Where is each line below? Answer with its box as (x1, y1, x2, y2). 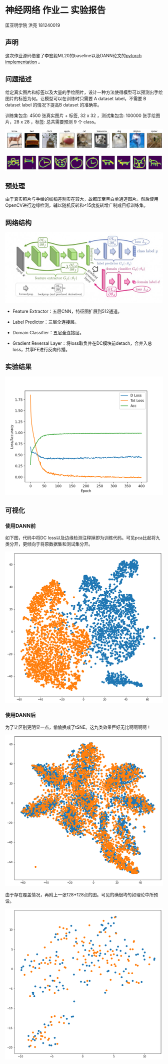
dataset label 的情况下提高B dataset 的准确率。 (5, 101, 102, 108)
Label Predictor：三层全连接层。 (12, 319, 79, 325)
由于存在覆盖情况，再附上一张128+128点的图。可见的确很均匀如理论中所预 (5, 891, 158, 897)
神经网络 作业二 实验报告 (5, 5, 106, 16)
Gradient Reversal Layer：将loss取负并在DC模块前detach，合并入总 (12, 340, 152, 346)
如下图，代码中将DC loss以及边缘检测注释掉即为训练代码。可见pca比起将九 (5, 535, 160, 541)
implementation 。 (5, 59, 43, 65)
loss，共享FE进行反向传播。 (12, 346, 70, 352)
